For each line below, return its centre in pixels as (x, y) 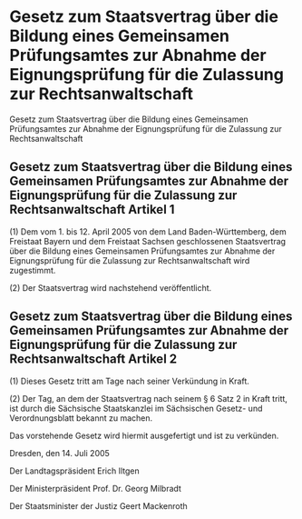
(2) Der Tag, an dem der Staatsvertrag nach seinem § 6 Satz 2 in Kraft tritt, (149, 398)
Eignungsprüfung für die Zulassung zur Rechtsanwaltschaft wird (130, 260)
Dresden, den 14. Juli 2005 (60, 453)
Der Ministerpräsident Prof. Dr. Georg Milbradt (95, 488)
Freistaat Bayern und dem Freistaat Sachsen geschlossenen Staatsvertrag (148, 241)
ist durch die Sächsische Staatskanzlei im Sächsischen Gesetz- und (136, 408)
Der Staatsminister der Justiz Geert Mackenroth (98, 505)
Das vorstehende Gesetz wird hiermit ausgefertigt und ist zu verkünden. (144, 435)
